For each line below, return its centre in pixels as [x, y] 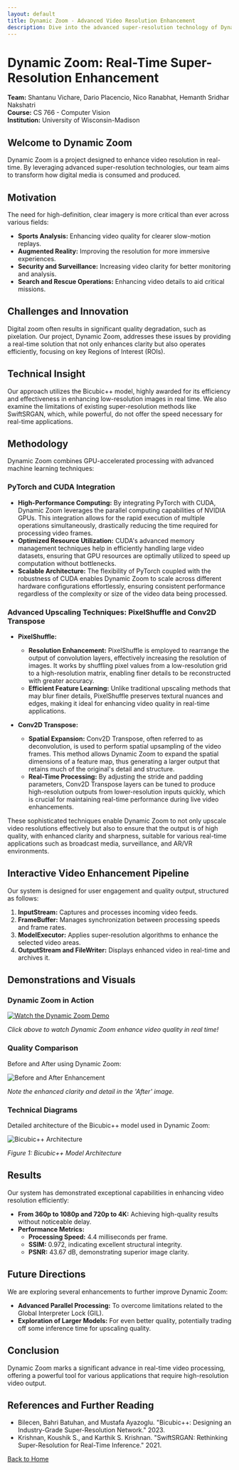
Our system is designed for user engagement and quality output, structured [118, 891]
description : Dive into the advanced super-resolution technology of [113, 27]
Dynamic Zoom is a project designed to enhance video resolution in [106, 160]
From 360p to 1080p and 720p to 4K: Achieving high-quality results [118, 1214]
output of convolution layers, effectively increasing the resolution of [127, 658]
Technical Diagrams [43, 1110]
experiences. [37, 258]
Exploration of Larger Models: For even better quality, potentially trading [124, 1320]
